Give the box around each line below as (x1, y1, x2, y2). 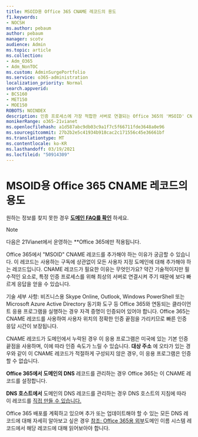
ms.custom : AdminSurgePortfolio (6, 69, 85, 75)
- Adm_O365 (6, 58, 33, 64)
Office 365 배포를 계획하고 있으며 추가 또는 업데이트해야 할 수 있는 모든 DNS (6, 410, 183, 417)
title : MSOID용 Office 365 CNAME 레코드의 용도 (6, 8, 117, 15)
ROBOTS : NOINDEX (6, 108, 46, 114)
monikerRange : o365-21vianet (6, 119, 78, 125)
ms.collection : (6, 53, 44, 59)
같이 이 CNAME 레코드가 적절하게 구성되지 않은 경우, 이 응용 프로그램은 (16, 350, 181, 357)
